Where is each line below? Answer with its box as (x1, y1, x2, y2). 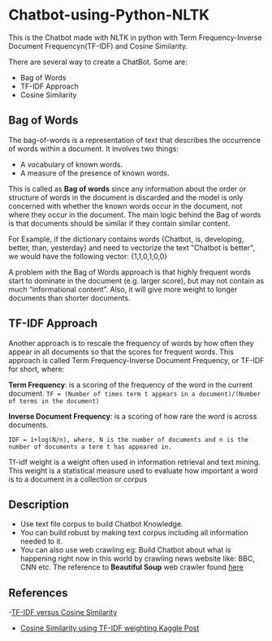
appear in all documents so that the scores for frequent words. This (8, 347, 234, 357)
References (8, 586, 68, 600)
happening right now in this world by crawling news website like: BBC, (19, 554, 256, 564)
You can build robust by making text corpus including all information (19, 528, 249, 538)
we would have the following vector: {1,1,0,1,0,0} (8, 251, 168, 261)
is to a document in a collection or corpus (8, 474, 148, 484)
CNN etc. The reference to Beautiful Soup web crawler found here (19, 562, 244, 572)
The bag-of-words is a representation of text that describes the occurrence (8, 135, 261, 145)
